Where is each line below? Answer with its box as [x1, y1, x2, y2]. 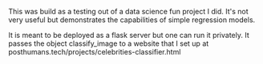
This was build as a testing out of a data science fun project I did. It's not [8, 7, 249, 16]
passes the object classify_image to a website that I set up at [8, 39, 209, 48]
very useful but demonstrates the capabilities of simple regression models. [8, 15, 256, 24]
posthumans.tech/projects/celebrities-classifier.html [8, 47, 181, 56]
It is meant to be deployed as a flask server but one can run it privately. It [8, 31, 250, 40]
